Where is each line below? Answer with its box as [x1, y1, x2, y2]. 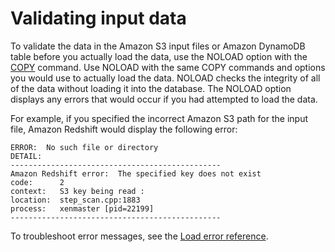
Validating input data [10, 7, 187, 30]
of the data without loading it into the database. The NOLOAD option [10, 82, 292, 94]
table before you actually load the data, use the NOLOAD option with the [10, 50, 308, 62]
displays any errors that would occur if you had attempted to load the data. [10, 93, 318, 105]
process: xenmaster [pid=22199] [10, 203, 155, 214]
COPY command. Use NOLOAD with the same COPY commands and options [10, 61, 326, 73]
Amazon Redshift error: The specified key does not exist [10, 168, 262, 179]
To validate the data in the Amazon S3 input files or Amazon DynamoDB [10, 40, 306, 52]
